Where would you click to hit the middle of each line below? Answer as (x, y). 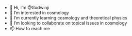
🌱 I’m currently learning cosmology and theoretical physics (68, 18)
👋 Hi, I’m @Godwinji (29, 8)
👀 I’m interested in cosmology (39, 13)
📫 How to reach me (30, 28)
